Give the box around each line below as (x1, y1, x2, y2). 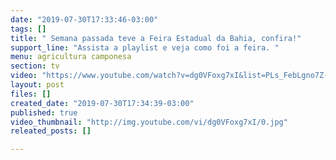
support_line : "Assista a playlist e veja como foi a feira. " (10, 42, 280, 53)
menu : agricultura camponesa (10, 52, 132, 62)
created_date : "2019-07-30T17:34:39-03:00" (10, 98, 195, 108)
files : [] (10, 89, 52, 99)
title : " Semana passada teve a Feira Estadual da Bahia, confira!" (10, 33, 302, 43)
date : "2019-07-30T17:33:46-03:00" (10, 14, 159, 25)
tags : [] (10, 24, 47, 34)
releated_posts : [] (10, 126, 92, 136)
